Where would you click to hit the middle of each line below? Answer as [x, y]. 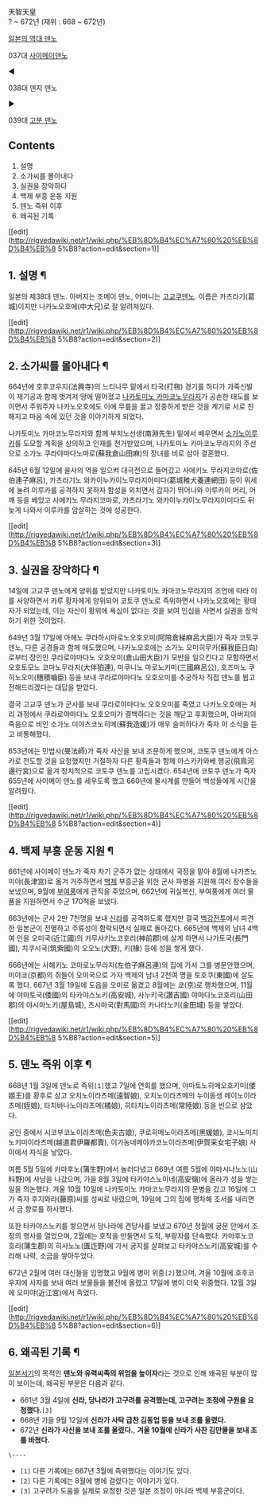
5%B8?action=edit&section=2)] [109, 339]
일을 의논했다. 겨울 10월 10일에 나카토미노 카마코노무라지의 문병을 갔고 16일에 [128, 1188]
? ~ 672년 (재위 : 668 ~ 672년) [57, 22]
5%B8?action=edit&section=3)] [109, 543]
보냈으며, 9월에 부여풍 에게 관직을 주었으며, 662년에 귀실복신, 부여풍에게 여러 [127, 891]
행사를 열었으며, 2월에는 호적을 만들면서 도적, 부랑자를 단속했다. [121, 1235]
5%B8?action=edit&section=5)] [109, 1038]
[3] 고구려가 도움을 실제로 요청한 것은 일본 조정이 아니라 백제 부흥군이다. [132, 1490]
